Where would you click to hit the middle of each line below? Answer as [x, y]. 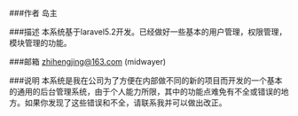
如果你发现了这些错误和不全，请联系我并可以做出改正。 [125, 103]
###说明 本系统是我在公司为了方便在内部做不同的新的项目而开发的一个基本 [146, 81]
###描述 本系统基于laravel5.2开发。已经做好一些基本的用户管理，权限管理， [148, 32]
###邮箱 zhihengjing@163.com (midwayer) [88, 62]
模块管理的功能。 [40, 43]
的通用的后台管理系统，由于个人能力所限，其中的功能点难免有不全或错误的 [145, 92]
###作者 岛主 [33, 13]
